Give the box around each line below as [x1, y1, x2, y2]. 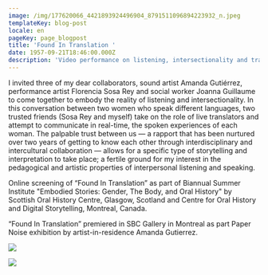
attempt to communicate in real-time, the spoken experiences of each [8, 120, 238, 130]
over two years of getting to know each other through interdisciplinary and [8, 137, 253, 147]
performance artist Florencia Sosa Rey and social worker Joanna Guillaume [8, 86, 256, 96]
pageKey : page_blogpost [8, 33, 88, 42]
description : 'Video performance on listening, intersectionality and [8, 57, 248, 65]
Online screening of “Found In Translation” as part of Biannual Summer [8, 178, 241, 187]
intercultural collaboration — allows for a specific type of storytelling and [8, 145, 247, 155]
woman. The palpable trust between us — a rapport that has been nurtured [8, 128, 255, 138]
